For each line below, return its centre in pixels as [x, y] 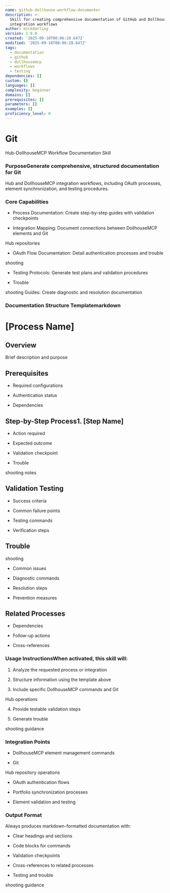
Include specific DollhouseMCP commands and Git [66, 689]
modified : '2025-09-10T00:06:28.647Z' [46, 43]
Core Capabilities [27, 202]
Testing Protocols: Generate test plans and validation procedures [80, 273]
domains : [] [18, 95]
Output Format [24, 815]
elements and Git [30, 233]
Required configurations [38, 385]
